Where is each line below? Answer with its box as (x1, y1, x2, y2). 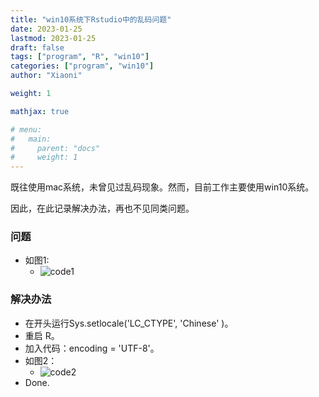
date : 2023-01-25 (10, 24, 83, 34)
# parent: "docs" (10, 143, 101, 153)
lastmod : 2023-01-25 (10, 33, 97, 43)
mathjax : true (10, 106, 70, 116)
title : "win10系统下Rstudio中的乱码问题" (10, 14, 172, 25)
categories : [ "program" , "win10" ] (10, 61, 155, 71)
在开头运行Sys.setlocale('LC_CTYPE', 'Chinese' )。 (24, 317, 234, 329)
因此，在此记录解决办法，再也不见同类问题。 (10, 202, 195, 215)
